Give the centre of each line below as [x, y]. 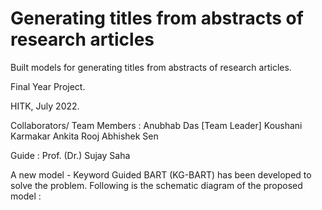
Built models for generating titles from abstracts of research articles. [151, 67]
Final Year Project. [48, 86]
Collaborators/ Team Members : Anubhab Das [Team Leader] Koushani [156, 125]
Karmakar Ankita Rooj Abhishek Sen [84, 136]
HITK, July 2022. [45, 106]
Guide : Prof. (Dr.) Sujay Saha [70, 155]
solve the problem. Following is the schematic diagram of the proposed [156, 185]
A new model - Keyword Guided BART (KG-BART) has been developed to [161, 174]
